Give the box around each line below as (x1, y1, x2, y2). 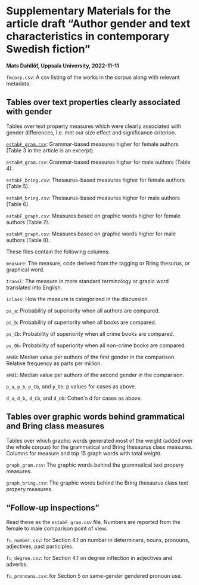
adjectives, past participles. (6, 543, 74, 550)
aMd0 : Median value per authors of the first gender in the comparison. (6, 353, 176, 360)
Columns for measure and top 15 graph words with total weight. (6, 449, 162, 457)
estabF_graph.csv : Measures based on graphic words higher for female (6, 212, 181, 219)
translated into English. (6, 284, 63, 291)
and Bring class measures (6, 421, 104, 431)
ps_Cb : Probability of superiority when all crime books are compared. (6, 330, 175, 337)
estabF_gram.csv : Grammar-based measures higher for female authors (6, 140, 179, 148)
